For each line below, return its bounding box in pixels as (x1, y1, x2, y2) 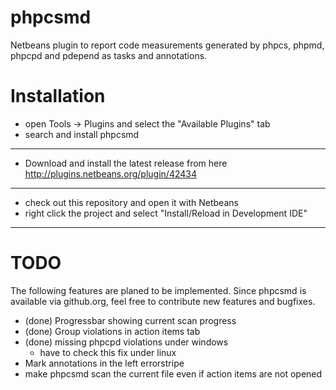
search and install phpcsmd (24, 128, 140, 140)
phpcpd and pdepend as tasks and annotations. (10, 49, 208, 61)
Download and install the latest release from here (24, 157, 228, 169)
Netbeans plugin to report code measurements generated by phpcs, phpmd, (10, 39, 325, 51)
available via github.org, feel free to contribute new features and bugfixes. (10, 295, 316, 307)
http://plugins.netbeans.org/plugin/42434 (24, 167, 197, 180)
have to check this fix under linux (39, 346, 177, 358)
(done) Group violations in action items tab (24, 325, 201, 337)
